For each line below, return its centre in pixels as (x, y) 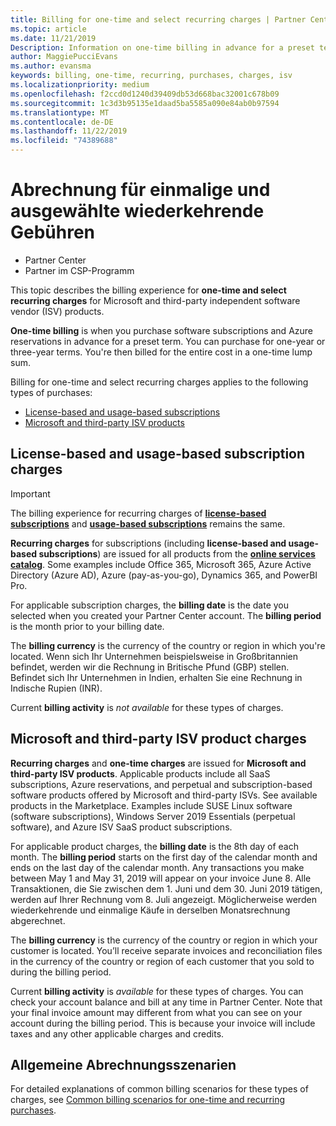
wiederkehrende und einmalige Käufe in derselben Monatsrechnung (150, 910)
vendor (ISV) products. (57, 311)
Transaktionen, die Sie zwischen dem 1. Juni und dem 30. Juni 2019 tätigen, (166, 888)
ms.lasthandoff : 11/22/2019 (69, 131)
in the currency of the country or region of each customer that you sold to (162, 961)
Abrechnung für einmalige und (140, 190)
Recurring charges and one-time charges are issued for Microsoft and (158, 763)
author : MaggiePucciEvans (64, 57)
